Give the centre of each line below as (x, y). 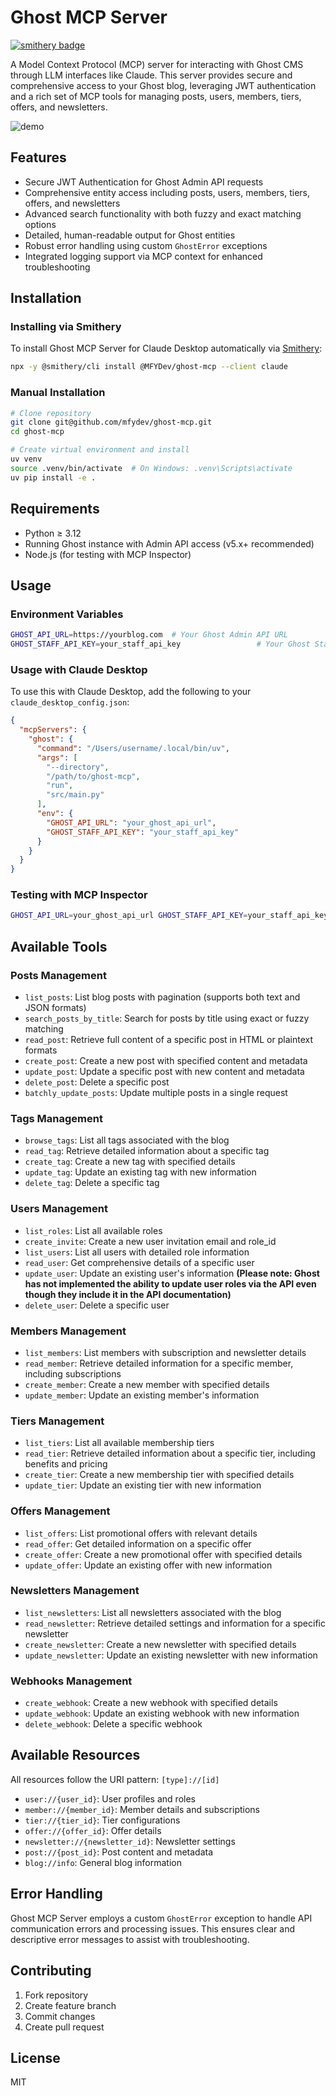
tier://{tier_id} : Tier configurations (102, 1820)
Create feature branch (70, 2005)
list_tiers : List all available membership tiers (119, 1443)
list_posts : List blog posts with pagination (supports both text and (162, 997)
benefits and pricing (66, 1464)
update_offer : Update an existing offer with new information (148, 1565)
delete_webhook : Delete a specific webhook (113, 1724)
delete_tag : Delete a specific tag (92, 1183)
